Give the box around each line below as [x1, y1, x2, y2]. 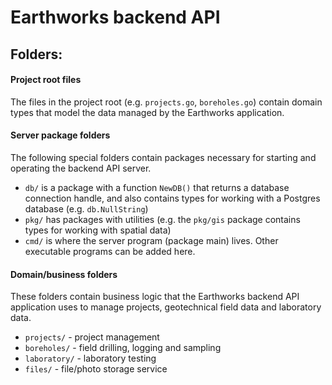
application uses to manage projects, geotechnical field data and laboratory [10, 301, 322, 313]
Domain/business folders [10, 268, 118, 280]
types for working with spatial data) [24, 224, 172, 236]
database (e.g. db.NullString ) [24, 202, 149, 215]
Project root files [10, 74, 82, 86]
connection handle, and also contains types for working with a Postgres [24, 192, 321, 204]
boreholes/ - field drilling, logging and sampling [24, 342, 222, 354]
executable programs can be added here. [24, 245, 196, 257]
